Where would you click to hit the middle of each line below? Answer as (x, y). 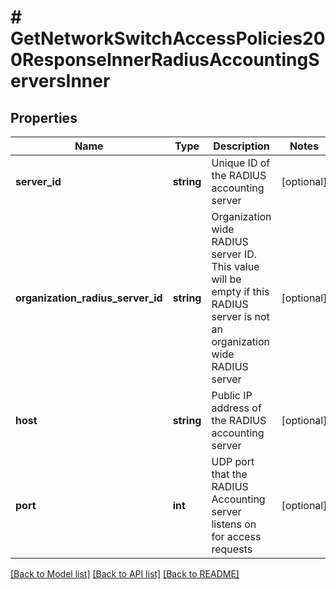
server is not (240, 316)
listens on (234, 524)
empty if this (240, 291)
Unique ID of (241, 163)
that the (229, 474)
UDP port (233, 461)
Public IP (232, 395)
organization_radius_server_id (89, 298)
